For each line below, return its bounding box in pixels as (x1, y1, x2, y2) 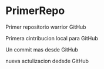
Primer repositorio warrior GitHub (5, 23, 86, 30)
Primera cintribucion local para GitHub (5, 34, 98, 42)
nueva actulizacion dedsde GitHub (5, 57, 89, 64)
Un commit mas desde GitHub (5, 46, 79, 53)
